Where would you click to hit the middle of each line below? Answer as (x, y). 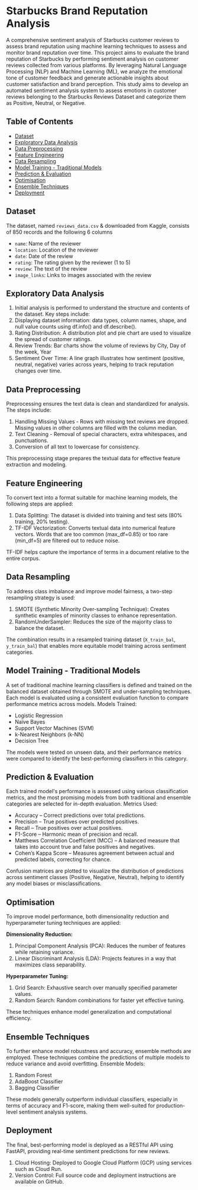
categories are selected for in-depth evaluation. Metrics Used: (82, 804)
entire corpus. (23, 558)
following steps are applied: (40, 504)
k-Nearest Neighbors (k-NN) (49, 734)
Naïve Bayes (30, 721)
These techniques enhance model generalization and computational (89, 1012)
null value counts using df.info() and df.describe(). (76, 327)
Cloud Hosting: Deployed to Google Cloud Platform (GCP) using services (103, 1162)
